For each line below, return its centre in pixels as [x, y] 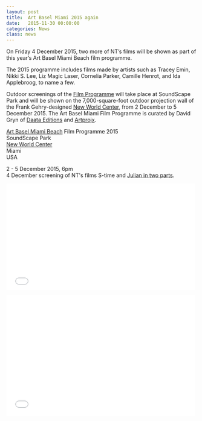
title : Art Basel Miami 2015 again [52, 18]
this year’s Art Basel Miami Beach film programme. [69, 58]
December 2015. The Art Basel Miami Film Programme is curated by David [98, 114]
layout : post [23, 12]
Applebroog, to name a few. [41, 83]
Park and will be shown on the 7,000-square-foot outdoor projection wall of [100, 101]
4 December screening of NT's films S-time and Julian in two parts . [90, 175]
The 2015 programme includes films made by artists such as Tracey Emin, [98, 69]
